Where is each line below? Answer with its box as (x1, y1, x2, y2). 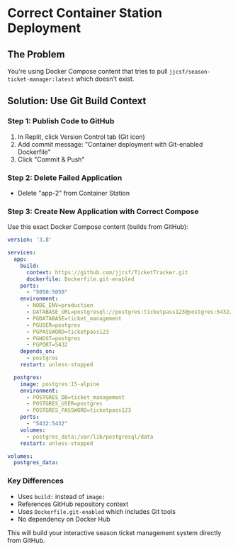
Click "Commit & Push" (17, 155, 85, 164)
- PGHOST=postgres (25, 335, 81, 342)
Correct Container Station (7, 5, 163, 21)
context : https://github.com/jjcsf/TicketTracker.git (25, 269, 189, 276)
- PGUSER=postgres (25, 321, 81, 329)
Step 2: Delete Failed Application (7, 172, 123, 182)
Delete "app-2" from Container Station (17, 189, 130, 197)
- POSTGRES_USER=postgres (25, 400, 103, 408)
